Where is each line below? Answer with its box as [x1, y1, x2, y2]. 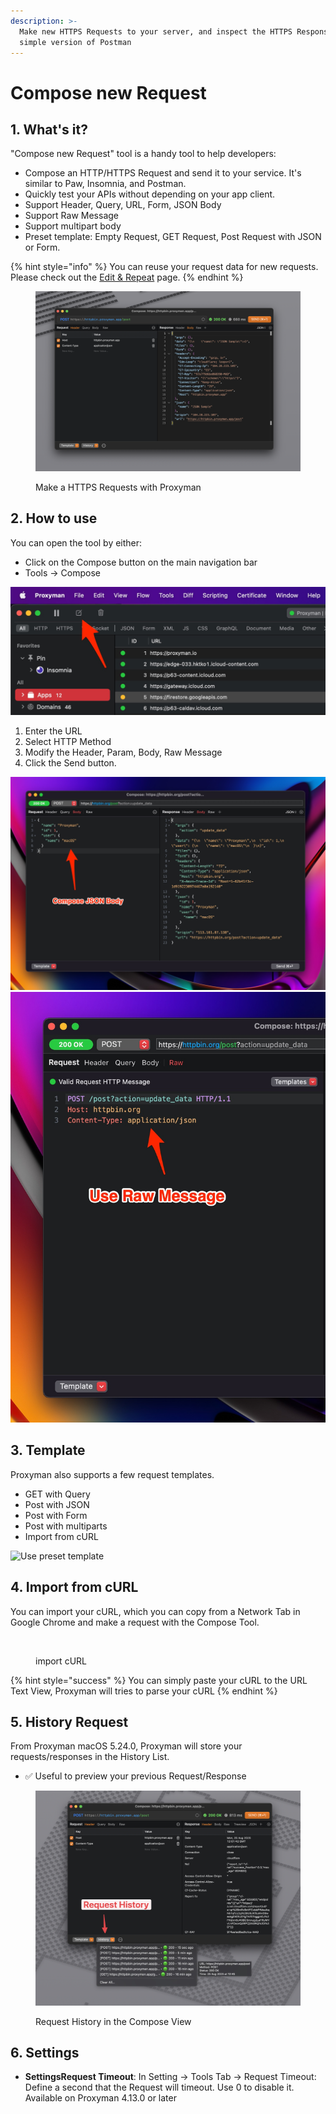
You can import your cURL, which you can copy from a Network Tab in [10, 1605, 301, 1617]
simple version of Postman [19, 37, 132, 47]
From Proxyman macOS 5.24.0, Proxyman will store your [10, 1740, 243, 1752]
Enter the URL [24, 725, 83, 737]
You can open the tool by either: [10, 536, 143, 549]
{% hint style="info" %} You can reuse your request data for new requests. [10, 261, 319, 273]
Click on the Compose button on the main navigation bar [24, 556, 258, 568]
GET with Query [24, 1488, 91, 1500]
